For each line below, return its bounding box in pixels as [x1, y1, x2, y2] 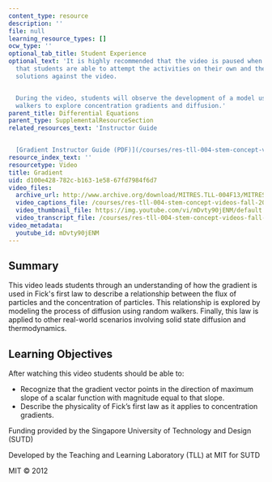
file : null [8, 27, 45, 35]
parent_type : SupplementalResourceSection [8, 117, 154, 125]
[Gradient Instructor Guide [15, 146, 111, 154]
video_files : [8, 183, 53, 192]
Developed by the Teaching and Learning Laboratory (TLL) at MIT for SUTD [8, 450, 261, 460]
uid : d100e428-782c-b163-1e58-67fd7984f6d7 [8, 176, 158, 184]
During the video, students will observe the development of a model [15, 94, 255, 102]
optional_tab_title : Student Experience [8, 49, 147, 58]
